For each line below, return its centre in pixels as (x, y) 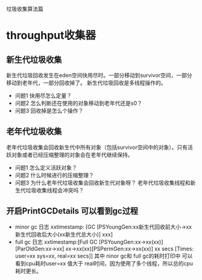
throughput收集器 (51, 36)
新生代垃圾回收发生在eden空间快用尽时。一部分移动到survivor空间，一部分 (99, 75)
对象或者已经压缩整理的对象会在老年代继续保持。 (72, 154)
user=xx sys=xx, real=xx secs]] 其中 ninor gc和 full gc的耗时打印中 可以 (104, 256)
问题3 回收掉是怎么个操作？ (49, 111)
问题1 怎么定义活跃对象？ (46, 167)
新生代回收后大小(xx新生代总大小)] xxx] (64, 234)
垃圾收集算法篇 (25, 9)
